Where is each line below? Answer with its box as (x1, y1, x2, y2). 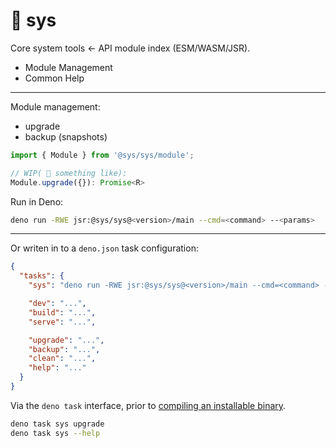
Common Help (24, 72, 85, 84)
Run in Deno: (10, 195, 64, 208)
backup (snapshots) (24, 130, 108, 143)
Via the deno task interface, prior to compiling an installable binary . (10, 399, 287, 411)
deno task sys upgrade (10, 419, 105, 429)
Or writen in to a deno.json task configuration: (10, 242, 199, 254)
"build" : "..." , (28, 307, 97, 318)
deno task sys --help (10, 428, 101, 438)
